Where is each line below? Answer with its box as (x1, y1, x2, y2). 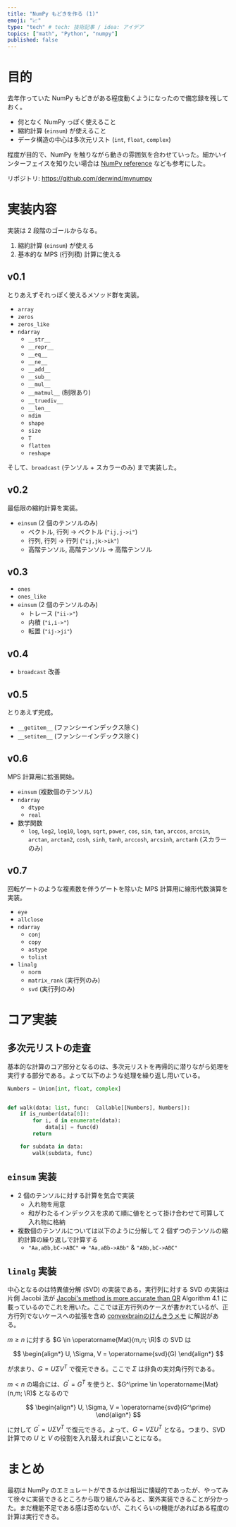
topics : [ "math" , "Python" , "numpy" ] (7, 30, 118, 37)
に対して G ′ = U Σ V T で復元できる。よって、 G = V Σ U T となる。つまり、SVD (7, 1424, 225, 1434)
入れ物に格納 (27, 1217, 66, 1226)
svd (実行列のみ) (27, 984, 75, 993)
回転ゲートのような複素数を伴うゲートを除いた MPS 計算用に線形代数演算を (7, 884, 228, 893)
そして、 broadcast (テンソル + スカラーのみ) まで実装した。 (7, 463, 181, 472)
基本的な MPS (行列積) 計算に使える (17, 250, 121, 258)
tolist (27, 954, 48, 961)
